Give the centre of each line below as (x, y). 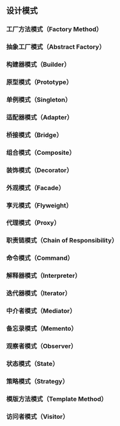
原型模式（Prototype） (39, 82)
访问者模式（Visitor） (38, 416)
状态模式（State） (33, 364)
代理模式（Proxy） (33, 223)
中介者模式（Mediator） (41, 311)
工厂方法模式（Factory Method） (54, 29)
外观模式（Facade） (36, 188)
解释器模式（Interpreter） (44, 276)
